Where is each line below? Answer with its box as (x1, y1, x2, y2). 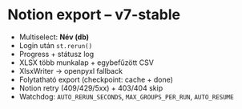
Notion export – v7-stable (7, 6, 181, 24)
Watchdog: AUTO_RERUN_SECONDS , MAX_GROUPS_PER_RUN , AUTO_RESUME (18, 91, 234, 101)
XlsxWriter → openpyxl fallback (18, 66, 123, 75)
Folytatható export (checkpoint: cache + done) (18, 75, 174, 84)
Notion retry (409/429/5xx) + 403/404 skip (18, 83, 163, 93)
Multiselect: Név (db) (18, 32, 90, 42)
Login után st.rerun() (18, 40, 93, 50)
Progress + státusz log (18, 49, 95, 59)
